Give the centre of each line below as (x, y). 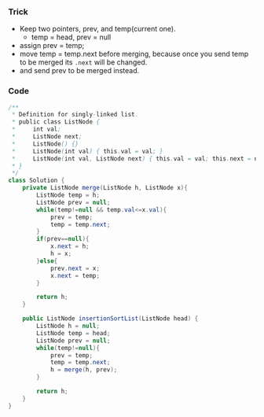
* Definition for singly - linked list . (75, 115)
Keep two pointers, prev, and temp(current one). (97, 29)
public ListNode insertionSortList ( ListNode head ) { (110, 319)
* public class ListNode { (56, 122)
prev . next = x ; (75, 268)
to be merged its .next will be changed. (83, 62)
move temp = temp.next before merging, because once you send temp (134, 54)
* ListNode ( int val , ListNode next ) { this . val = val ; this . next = (131, 159)
